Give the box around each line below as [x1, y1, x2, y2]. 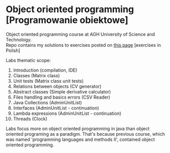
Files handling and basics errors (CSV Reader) [13, 94, 110, 100]
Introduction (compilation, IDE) [13, 67, 78, 73]
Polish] [6, 47, 20, 53]
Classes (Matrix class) [13, 72, 60, 78]
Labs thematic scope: [6, 57, 51, 63]
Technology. [6, 37, 32, 43]
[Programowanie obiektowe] [6, 14, 129, 26]
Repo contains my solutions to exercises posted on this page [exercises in [6, 42, 161, 48]
